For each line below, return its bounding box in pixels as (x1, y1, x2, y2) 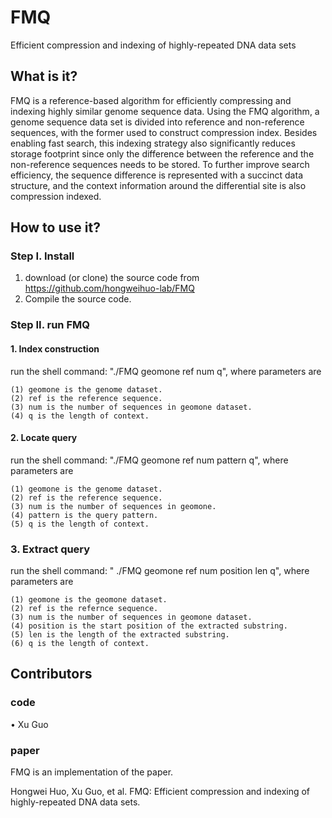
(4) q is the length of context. (10, 411, 150, 421)
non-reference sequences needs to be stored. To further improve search (10, 158, 310, 170)
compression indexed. (10, 190, 102, 202)
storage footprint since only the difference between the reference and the (10, 147, 315, 160)
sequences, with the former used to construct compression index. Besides (10, 126, 318, 138)
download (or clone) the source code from (24, 272, 200, 284)
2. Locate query (10, 432, 78, 444)
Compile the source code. (24, 293, 132, 305)
